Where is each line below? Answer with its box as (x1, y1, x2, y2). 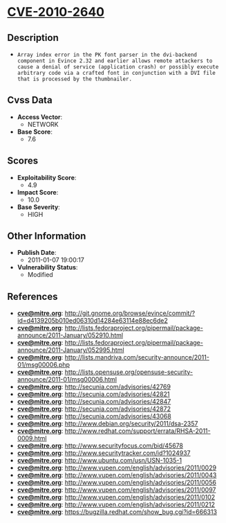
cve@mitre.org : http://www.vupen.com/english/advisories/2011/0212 (17, 500, 216, 509)
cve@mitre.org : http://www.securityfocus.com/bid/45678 (17, 441, 183, 450)
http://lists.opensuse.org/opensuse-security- (64, 368, 194, 376)
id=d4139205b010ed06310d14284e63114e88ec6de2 (17, 317, 168, 325)
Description (7, 32, 59, 44)
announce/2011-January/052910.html (17, 331, 123, 339)
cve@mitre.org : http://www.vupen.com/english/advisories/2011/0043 (17, 471, 217, 479)
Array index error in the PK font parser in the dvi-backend (17, 51, 198, 58)
